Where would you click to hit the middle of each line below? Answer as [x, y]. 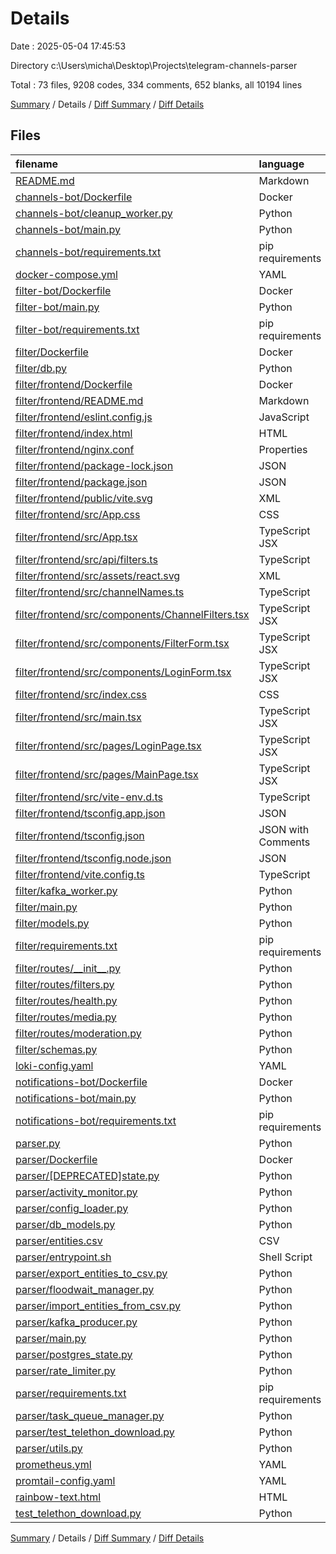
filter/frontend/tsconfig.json [80, 835]
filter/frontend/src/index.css [81, 694]
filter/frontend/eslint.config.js [84, 417]
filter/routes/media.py [66, 1017]
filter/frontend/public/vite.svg [84, 498]
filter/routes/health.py [66, 1000]
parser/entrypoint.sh [63, 1257]
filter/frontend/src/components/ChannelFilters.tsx [132, 614]
